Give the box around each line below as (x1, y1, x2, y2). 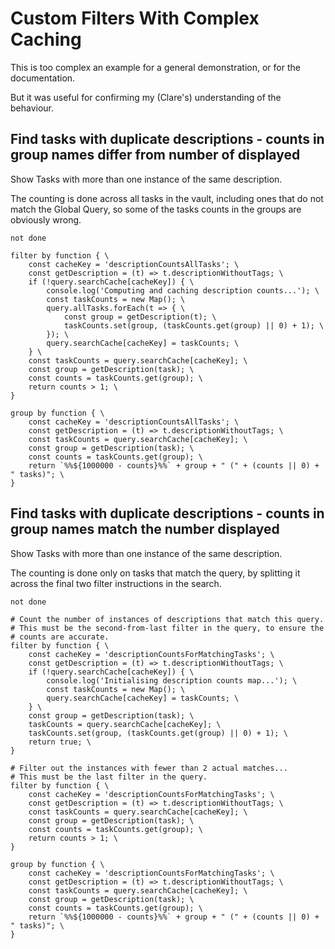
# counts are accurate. (10, 632, 110, 642)
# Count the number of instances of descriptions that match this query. (10, 614, 325, 624)
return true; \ (28, 737, 92, 747)
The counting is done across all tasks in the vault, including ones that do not (10, 192, 324, 204)
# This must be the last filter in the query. (10, 772, 208, 782)
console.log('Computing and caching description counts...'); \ (46, 285, 320, 296)
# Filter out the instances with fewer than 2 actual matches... (10, 763, 288, 773)
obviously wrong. (10, 213, 82, 226)
